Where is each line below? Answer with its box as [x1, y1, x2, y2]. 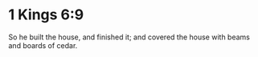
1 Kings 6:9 [8, 6, 84, 24]
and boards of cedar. [8, 40, 78, 50]
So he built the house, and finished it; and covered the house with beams [8, 32, 251, 42]
